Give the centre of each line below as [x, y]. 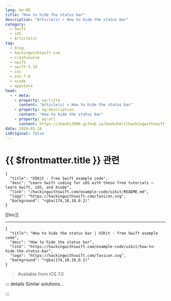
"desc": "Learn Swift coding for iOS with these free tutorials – [82, 183]
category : [16, 24]
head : [11, 91]
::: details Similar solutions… [35, 284]
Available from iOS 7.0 [41, 274]
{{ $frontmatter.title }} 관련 [62, 160]
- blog [17, 48]
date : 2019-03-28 [24, 129]
